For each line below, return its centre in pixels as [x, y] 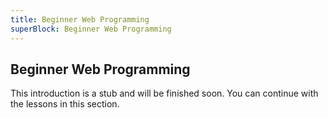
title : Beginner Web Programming [80, 19]
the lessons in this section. [65, 104]
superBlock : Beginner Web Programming [91, 29]
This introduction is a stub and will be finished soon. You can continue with [164, 93]
